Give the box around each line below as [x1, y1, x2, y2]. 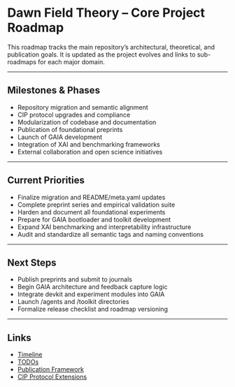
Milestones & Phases [7, 85, 100, 96]
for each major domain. [38, 57, 105, 66]
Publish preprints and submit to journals [17, 275, 133, 284]
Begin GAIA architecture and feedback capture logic [17, 283, 168, 291]
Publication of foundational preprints [17, 125, 123, 133]
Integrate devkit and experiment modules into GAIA [17, 290, 165, 298]
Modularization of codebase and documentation [17, 117, 157, 126]
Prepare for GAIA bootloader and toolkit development [17, 215, 171, 224]
